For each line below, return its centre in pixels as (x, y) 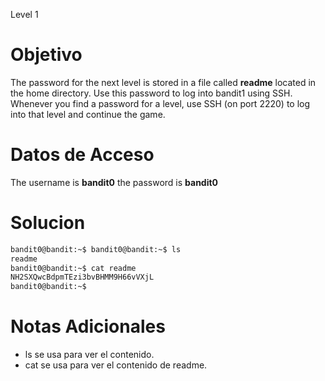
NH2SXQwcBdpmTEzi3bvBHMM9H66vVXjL (82, 277)
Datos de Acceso (82, 155)
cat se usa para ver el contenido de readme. (116, 365)
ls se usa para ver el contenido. (89, 355)
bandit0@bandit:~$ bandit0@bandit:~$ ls (96, 249)
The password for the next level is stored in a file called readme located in (163, 82)
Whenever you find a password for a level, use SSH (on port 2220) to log (160, 103)
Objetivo (46, 55)
